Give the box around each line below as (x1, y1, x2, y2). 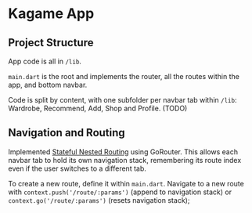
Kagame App (8, 5, 95, 23)
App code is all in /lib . (8, 56, 82, 66)
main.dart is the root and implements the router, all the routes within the (8, 72, 240, 81)
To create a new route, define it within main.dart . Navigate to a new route (8, 179, 244, 188)
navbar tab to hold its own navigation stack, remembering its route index (8, 155, 242, 164)
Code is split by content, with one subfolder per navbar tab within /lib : (8, 96, 237, 104)
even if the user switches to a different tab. (8, 164, 147, 173)
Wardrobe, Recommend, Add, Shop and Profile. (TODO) (8, 103, 188, 113)
